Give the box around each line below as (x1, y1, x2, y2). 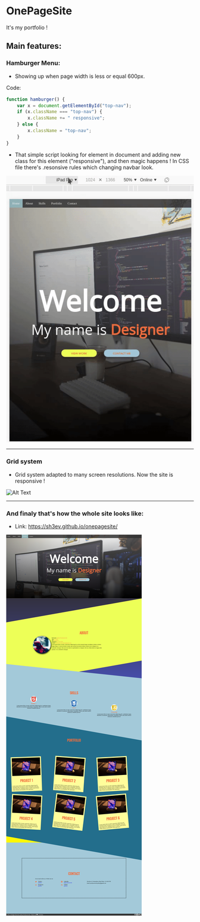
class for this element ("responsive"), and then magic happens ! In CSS (14, 157, 189, 164)
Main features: (6, 41, 62, 51)
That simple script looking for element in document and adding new (14, 151, 181, 158)
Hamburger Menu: (6, 59, 61, 67)
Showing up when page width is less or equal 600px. (14, 73, 145, 80)
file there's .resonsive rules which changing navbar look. (14, 164, 154, 171)
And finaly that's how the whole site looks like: (6, 509, 144, 517)
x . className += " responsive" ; (27, 115, 105, 121)
